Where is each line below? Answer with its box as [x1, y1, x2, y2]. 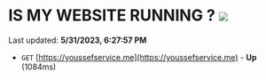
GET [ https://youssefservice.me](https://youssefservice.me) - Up [20, 52, 257, 62]
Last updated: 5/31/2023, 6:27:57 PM [8, 35, 147, 45]
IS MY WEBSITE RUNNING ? [8, 5, 216, 26]
